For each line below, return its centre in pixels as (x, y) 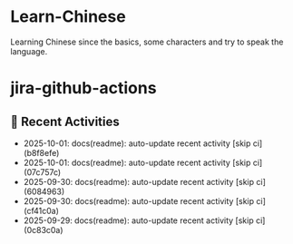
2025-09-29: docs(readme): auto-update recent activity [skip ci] (144, 220)
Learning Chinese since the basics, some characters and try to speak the (147, 42)
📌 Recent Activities (65, 121)
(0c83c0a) (43, 229)
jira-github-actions (83, 88)
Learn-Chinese (68, 17)
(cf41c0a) (41, 210)
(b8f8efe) (41, 152)
